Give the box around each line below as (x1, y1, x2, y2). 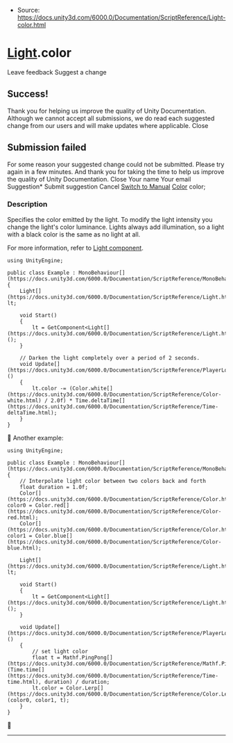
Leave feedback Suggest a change (7, 67, 107, 76)
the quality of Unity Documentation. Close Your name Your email (7, 175, 191, 183)
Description (7, 200, 48, 209)
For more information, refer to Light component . (7, 243, 144, 252)
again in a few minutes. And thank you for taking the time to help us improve (7, 167, 225, 176)
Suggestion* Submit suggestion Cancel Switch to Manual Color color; (7, 182, 206, 191)
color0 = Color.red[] (7, 502, 70, 509)
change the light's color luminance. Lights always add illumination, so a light (7, 223, 225, 231)
